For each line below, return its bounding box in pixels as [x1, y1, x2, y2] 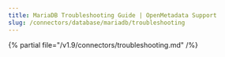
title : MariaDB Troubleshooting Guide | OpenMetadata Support [8, 11, 217, 20]
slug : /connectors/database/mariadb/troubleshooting [8, 19, 186, 27]
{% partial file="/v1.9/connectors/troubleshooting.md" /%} [8, 40, 199, 49]
